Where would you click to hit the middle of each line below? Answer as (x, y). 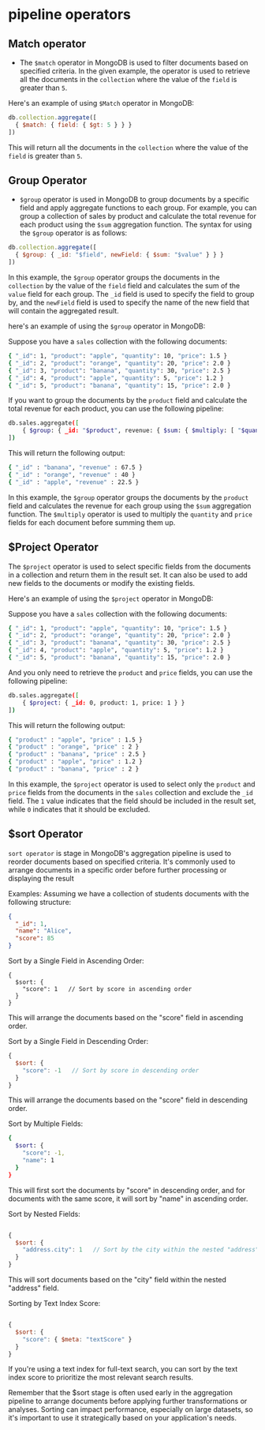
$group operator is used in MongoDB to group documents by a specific (134, 200)
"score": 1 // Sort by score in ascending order (107, 989)
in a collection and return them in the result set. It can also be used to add (128, 575)
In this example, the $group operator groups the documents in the (114, 277)
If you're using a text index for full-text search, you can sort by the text (123, 1369)
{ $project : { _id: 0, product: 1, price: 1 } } (104, 703)
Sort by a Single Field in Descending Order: (78, 1042)
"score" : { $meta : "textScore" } (77, 1339)
